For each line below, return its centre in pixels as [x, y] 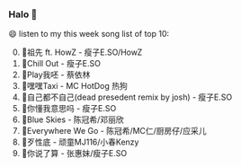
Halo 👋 [23, 14]
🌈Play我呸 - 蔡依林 [56, 75]
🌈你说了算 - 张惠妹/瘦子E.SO [74, 154]
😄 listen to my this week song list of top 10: [89, 34]
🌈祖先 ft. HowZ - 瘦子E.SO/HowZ [82, 52]
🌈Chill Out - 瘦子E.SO [61, 64]
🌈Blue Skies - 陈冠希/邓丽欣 [72, 119]
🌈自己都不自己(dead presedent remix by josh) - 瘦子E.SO [127, 97]
